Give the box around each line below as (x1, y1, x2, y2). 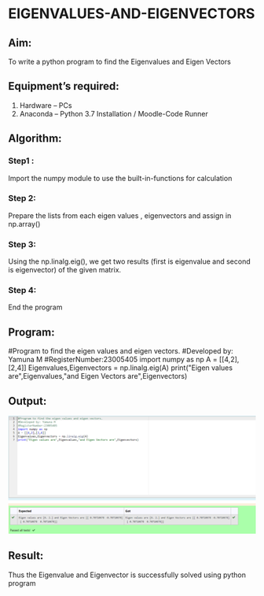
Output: (8, 394, 47, 408)
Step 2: (8, 193, 37, 204)
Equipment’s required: (8, 80, 119, 93)
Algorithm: (8, 131, 62, 146)
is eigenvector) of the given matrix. (8, 265, 122, 275)
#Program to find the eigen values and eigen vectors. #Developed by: (8, 346, 233, 356)
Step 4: (8, 285, 37, 296)
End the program (8, 302, 63, 312)
